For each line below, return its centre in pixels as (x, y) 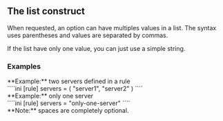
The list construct (46, 11)
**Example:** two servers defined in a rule (69, 81)
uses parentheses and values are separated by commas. (88, 35)
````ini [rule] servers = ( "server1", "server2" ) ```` (75, 89)
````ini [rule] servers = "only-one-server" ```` (69, 103)
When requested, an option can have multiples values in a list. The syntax (112, 27)
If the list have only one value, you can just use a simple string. (96, 48)
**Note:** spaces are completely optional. (68, 111)
